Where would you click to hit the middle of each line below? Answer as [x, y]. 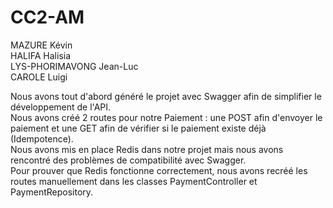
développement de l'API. [61, 107]
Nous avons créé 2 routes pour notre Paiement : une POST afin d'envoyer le [166, 117]
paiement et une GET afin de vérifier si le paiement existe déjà [138, 128]
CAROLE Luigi [39, 77]
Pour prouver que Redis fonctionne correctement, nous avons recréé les [159, 170]
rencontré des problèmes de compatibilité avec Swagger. [128, 160]
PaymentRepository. [52, 192]
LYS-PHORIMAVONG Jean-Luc [74, 66]
